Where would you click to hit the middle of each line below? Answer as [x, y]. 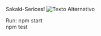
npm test [17, 27]
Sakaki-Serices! [25, 9]
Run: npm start [24, 20]
